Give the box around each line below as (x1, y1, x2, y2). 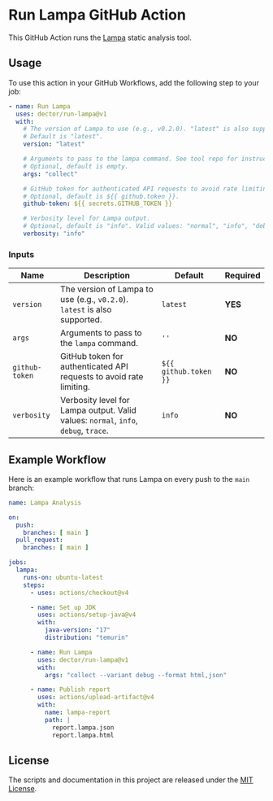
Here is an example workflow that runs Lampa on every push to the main (8, 474, 250, 484)
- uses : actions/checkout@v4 (29, 589, 129, 597)
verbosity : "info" (23, 230, 85, 238)
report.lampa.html (51, 731, 115, 739)
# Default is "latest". (23, 133, 104, 141)
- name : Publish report (29, 685, 111, 694)
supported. (60, 314, 102, 326)
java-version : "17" (44, 626, 111, 634)
